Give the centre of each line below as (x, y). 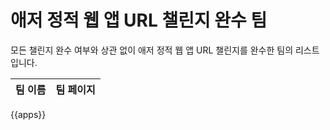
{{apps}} (28, 114)
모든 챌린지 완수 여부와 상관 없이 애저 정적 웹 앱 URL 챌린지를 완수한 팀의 (152, 50)
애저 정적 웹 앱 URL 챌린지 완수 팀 (139, 20)
